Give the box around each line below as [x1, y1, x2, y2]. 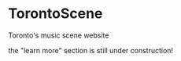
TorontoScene [8, 5, 103, 23]
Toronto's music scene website [8, 30, 109, 40]
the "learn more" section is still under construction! [8, 45, 174, 55]
